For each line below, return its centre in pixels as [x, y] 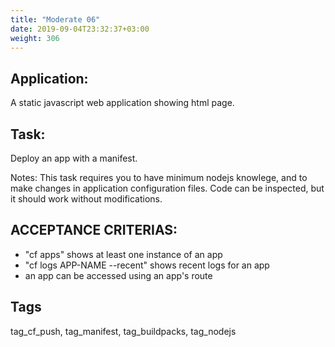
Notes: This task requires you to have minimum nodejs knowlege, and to [159, 177]
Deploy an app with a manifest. [74, 158]
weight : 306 [35, 38]
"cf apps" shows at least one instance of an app [123, 254]
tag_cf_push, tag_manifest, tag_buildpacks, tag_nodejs [123, 331]
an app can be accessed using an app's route [118, 275]
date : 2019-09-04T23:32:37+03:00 [80, 29]
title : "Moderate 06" [55, 19]
